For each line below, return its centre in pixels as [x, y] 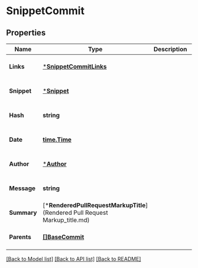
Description [170, 49]
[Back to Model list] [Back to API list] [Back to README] [74, 259]
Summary [23, 213]
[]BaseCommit [63, 237]
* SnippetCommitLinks [75, 66]
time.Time [57, 140]
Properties [26, 33]
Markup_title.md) [66, 220]
